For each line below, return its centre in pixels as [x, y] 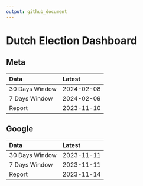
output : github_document [37, 11]
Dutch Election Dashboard [72, 40]
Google [20, 129]
